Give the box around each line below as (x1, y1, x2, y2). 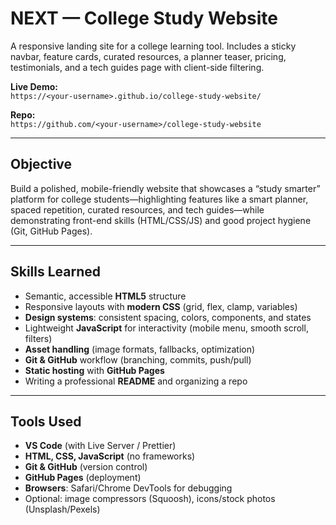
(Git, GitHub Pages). (10, 225, 93, 237)
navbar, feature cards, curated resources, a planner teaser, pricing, (10, 50, 287, 62)
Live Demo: (10, 80, 58, 92)
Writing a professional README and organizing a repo (24, 375, 248, 387)
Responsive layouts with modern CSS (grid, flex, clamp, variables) (24, 300, 298, 312)
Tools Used (10, 413, 82, 430)
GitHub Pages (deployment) (24, 472, 142, 484)
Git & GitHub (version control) (24, 461, 148, 473)
